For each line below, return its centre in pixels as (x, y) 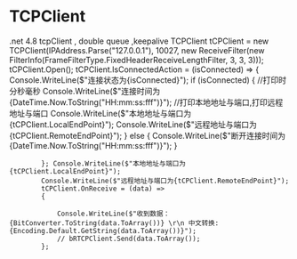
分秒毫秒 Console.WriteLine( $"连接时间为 (85, 91)
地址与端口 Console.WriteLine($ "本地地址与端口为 (100, 113)
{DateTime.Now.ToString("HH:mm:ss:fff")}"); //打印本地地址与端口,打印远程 (146, 102)
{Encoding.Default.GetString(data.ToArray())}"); (103, 231)
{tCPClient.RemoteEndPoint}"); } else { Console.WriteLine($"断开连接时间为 (148, 135)
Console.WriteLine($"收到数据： (113, 214)
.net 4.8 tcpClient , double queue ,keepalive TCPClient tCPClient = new (139, 41)
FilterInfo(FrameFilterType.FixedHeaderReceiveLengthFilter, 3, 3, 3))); (136, 60)
